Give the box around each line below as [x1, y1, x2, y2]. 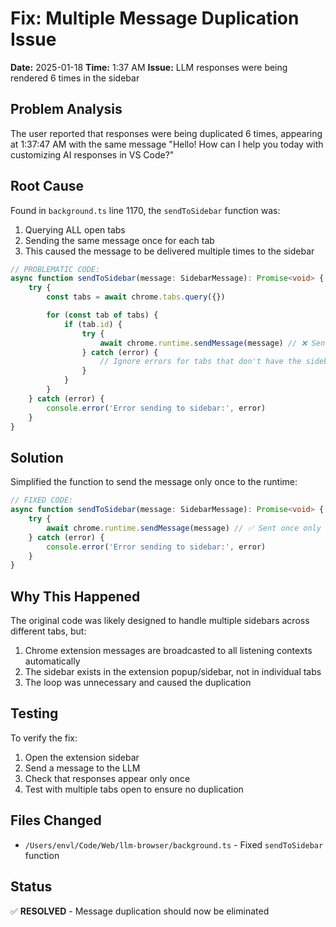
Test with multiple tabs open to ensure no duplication [24, 783, 244, 795]
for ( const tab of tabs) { [46, 310, 159, 321]
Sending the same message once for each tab [24, 234, 215, 246]
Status [10, 878, 53, 896]
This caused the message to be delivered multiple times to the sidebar [24, 245, 315, 257]
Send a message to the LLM [24, 762, 141, 774]
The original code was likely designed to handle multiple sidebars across [10, 615, 310, 627]
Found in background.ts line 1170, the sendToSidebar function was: [10, 204, 281, 216]
